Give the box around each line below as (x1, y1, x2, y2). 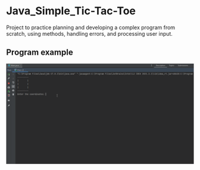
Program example (6, 48, 73, 58)
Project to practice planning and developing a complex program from (6, 24, 176, 31)
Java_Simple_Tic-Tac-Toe (6, 4, 136, 18)
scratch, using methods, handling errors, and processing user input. (6, 30, 173, 37)
